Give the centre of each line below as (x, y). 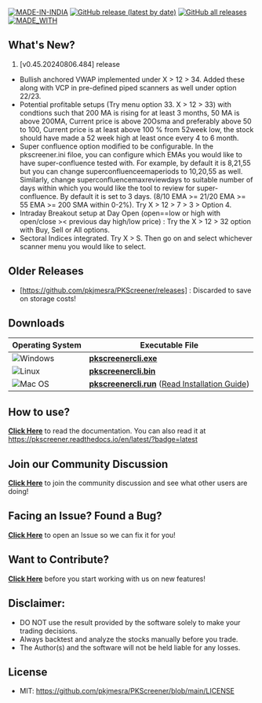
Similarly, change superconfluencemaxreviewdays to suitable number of (136, 179)
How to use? (39, 412)
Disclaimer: (36, 604)
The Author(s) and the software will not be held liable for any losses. (130, 647)
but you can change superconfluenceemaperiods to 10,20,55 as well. (131, 171)
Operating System (47, 345)
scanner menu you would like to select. (83, 246)
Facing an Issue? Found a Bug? (85, 516)
